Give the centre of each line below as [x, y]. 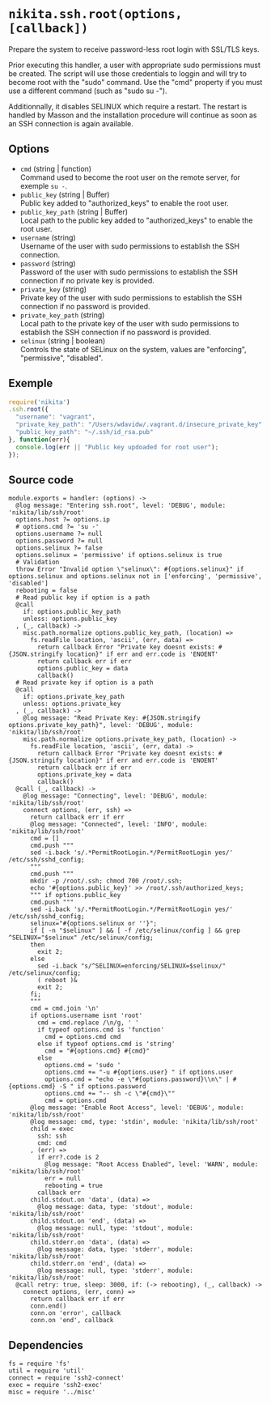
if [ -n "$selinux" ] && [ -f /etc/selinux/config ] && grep [135, 931]
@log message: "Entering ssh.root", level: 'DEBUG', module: [121, 506]
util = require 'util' [47, 1371]
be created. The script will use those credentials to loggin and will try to [127, 73]
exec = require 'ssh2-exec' [56, 1385]
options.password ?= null [59, 541]
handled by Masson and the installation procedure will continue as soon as [133, 115]
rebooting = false [47, 591]
